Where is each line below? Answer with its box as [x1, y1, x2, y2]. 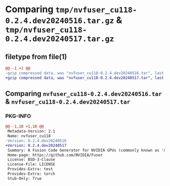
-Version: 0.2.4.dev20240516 [5, 138, 67, 143]
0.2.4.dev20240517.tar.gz [5, 34, 114, 44]
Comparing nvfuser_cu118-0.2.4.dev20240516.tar [5, 89, 162, 98]
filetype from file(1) [5, 52, 67, 61]
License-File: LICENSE [7, 162, 56, 167]
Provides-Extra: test [7, 167, 53, 172]
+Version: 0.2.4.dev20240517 [5, 143, 67, 148]
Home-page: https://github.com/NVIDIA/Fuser [7, 152, 103, 158]
